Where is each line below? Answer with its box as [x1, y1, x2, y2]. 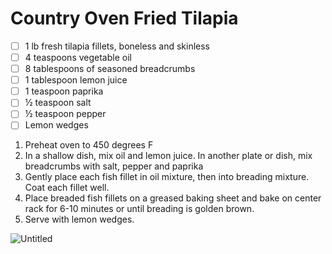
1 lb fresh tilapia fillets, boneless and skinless [24, 40, 210, 52]
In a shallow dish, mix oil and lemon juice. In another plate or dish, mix [24, 150, 313, 162]
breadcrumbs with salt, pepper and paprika [24, 160, 204, 172]
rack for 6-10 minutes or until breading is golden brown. [24, 203, 255, 215]
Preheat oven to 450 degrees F [24, 139, 154, 151]
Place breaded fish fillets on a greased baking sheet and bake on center [24, 192, 322, 204]
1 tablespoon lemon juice [24, 74, 128, 86]
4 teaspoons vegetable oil [24, 52, 132, 63]
